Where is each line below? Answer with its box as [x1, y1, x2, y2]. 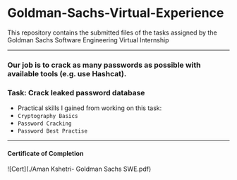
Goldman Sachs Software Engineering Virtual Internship [7, 35, 169, 44]
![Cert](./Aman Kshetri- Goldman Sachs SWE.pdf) [7, 164, 152, 174]
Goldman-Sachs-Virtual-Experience [7, 5, 224, 21]
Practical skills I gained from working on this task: [17, 104, 162, 112]
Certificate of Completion [7, 149, 84, 157]
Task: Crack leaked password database [7, 88, 145, 97]
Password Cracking [17, 120, 72, 128]
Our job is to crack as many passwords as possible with [7, 60, 201, 70]
